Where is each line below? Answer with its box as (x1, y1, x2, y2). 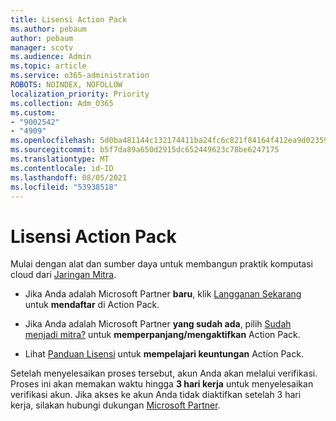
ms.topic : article (10, 61, 87, 71)
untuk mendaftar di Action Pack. (24, 299, 160, 311)
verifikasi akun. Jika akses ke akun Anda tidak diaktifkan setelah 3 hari (10, 389, 302, 401)
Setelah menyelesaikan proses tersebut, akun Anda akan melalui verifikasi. (10, 367, 318, 380)
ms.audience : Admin (10, 52, 92, 62)
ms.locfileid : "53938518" (10, 182, 118, 192)
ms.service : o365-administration (10, 71, 150, 81)
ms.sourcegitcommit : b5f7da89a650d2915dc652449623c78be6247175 (10, 145, 280, 155)
